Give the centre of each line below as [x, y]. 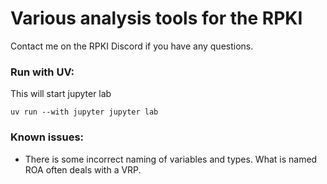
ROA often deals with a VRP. [83, 169]
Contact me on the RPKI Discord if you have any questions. [132, 46]
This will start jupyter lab [61, 94]
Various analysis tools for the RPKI [156, 18]
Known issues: [47, 137]
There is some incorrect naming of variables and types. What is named [171, 159]
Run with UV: [42, 72]
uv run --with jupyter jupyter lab [84, 112]
